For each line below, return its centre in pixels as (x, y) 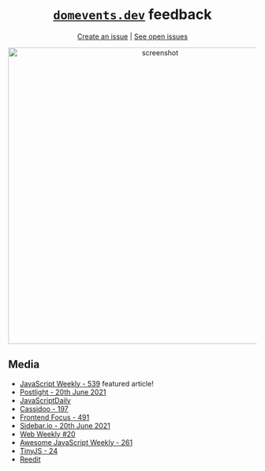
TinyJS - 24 (38, 450)
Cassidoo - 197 (44, 409)
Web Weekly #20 (48, 434)
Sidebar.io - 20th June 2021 (65, 425)
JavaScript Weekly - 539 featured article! (86, 383)
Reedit (30, 459)
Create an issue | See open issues (132, 36)
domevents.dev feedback (132, 15)
